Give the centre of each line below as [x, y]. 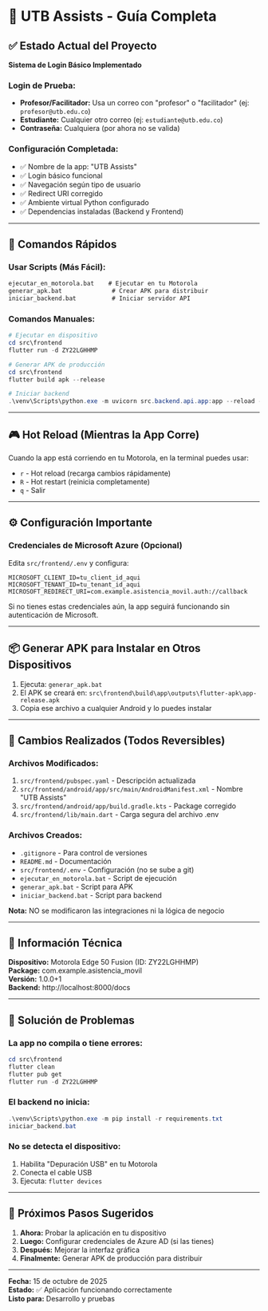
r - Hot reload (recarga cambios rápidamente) [95, 473]
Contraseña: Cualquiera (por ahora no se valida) [100, 128]
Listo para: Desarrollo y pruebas [62, 1298]
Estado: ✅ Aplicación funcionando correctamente [91, 1289]
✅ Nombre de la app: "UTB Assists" [78, 166]
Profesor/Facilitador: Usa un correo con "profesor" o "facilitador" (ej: [134, 103]
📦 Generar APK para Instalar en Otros [104, 648]
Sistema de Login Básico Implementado [75, 65]
